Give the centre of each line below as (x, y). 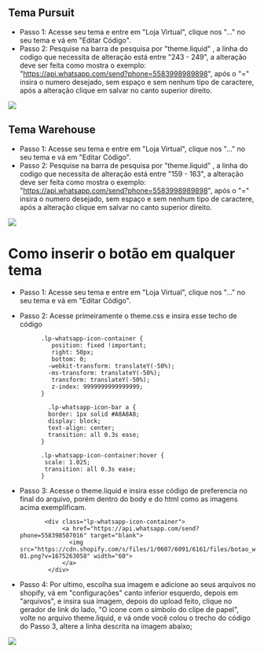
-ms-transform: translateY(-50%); (104, 372)
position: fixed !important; (99, 345)
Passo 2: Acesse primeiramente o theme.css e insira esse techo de (128, 315)
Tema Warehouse (52, 130)
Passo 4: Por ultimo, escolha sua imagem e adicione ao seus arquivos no (137, 584)
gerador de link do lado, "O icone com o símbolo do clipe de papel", (129, 609)
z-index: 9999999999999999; (97, 387)
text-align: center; (82, 427)
